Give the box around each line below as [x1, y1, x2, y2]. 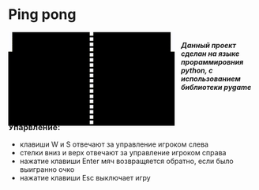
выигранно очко [19, 165, 75, 174]
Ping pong [8, 6, 77, 24]
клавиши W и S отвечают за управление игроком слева [19, 140, 209, 149]
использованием [181, 73, 241, 84]
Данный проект [181, 40, 237, 50]
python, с [181, 65, 213, 75]
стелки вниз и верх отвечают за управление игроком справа [19, 148, 227, 158]
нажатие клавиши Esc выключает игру [19, 173, 152, 183]
